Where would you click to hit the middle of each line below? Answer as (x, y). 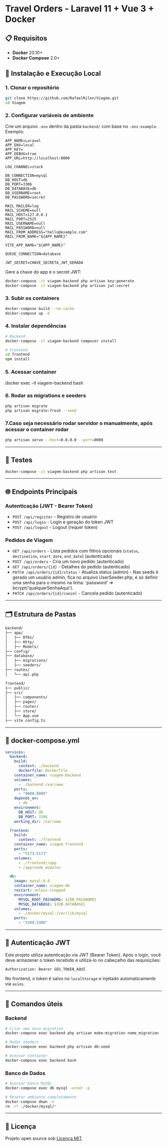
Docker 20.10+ (28, 52)
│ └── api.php (22, 674)
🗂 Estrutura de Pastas (41, 614)
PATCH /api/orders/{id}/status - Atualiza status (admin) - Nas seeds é (85, 572)
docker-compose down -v (30, 1102)
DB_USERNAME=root (23, 193)
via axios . (15, 984)
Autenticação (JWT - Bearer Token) (49, 506)
